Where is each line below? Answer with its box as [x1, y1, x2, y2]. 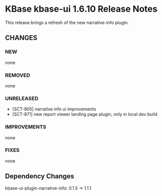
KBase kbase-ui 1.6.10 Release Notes [5, 3, 158, 15]
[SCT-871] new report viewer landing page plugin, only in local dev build [12, 111, 158, 117]
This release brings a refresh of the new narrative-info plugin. [5, 20, 129, 25]
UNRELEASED [5, 95, 39, 102]
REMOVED [5, 72, 30, 79]
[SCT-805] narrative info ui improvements [12, 106, 96, 112]
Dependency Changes [5, 172, 75, 180]
